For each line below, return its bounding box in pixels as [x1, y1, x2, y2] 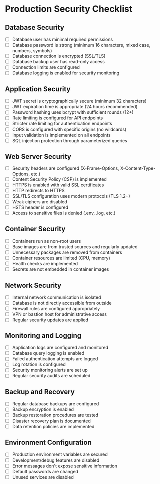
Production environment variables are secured [12, 451, 108, 457]
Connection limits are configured [12, 64, 80, 70]
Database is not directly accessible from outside [12, 300, 112, 306]
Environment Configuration [5, 438, 92, 447]
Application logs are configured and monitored [12, 345, 109, 351]
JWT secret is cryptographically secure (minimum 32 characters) [12, 98, 147, 104]
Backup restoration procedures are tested [12, 412, 99, 418]
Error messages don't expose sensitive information [12, 463, 117, 469]
